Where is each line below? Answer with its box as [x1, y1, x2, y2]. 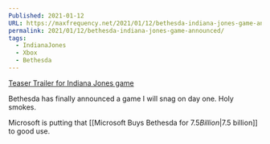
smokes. [8, 102, 37, 112]
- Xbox [15, 49, 38, 57]
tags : [8, 34, 27, 42]
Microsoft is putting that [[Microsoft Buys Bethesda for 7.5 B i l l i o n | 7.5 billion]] [8, 118, 259, 127]
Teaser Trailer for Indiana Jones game [8, 78, 134, 88]
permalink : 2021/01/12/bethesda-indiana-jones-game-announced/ [8, 26, 225, 34]
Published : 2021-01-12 [8, 11, 84, 20]
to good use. [8, 126, 51, 136]
